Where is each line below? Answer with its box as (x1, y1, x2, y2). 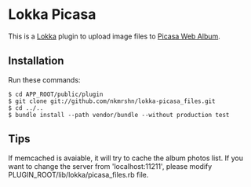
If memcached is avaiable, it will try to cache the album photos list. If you (8, 153, 243, 163)
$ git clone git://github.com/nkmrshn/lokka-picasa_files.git (8, 97, 216, 105)
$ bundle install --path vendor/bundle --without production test (8, 111, 230, 119)
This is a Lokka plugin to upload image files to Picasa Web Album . (8, 31, 221, 41)
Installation (8, 54, 64, 68)
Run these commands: (8, 75, 81, 84)
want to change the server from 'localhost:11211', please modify (8, 161, 213, 170)
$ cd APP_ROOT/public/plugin (8, 90, 104, 98)
